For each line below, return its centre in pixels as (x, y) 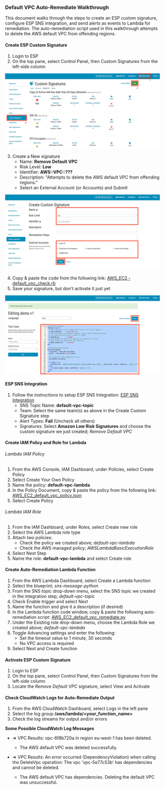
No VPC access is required (47, 643)
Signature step (34, 416)
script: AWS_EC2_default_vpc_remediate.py (82, 617)
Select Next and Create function (45, 649)
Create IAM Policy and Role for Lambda (46, 443)
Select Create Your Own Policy (43, 480)
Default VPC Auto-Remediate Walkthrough (57, 7)
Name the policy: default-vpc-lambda (51, 485)
